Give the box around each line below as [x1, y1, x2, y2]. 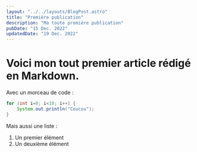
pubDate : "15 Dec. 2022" [6, 25, 68, 32]
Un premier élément [14, 134, 64, 141]
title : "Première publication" [6, 14, 84, 20]
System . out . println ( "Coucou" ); [17, 106, 95, 112]
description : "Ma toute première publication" [6, 20, 124, 26]
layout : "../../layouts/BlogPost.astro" [6, 8, 108, 15]
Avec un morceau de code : [6, 89, 74, 96]
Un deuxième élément [14, 140, 69, 147]
